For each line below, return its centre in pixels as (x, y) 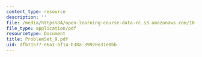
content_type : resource (36, 12)
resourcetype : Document (36, 34)
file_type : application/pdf (41, 28)
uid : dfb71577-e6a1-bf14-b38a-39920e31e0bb (62, 45)
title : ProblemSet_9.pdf (37, 39)
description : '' (26, 17)
